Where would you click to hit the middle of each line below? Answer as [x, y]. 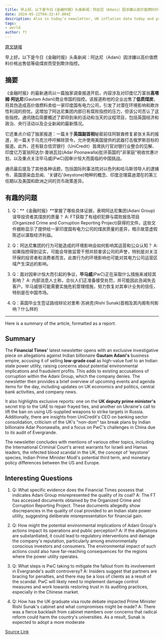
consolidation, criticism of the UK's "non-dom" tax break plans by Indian [78, 422]
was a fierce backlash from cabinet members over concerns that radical [84, 612]
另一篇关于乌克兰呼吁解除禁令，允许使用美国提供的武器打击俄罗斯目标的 [86, 140]
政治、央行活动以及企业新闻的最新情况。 [46, 123]
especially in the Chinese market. [46, 592]
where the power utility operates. [45, 557]
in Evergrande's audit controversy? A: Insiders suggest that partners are [84, 571]
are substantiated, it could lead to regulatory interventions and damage [83, 536]
